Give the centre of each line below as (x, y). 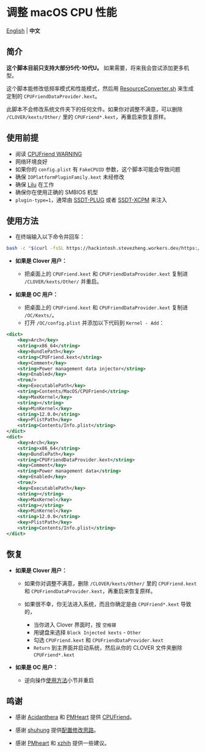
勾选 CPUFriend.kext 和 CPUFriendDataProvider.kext (98, 640)
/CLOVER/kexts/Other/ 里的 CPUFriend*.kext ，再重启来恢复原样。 (88, 116)
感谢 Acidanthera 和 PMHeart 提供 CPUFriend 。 (75, 717)
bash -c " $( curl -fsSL (35, 249)
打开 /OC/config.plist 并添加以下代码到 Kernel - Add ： (94, 323)
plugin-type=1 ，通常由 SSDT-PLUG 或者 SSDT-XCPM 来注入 (91, 200)
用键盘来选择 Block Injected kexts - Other (87, 632)
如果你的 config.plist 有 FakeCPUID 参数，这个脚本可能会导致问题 (98, 169)
